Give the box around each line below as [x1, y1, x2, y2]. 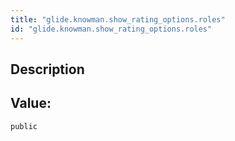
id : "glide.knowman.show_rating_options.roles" [10, 24, 213, 34]
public [10, 121, 38, 131]
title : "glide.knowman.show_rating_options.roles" [10, 14, 226, 25]
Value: [10, 95, 52, 112]
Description [10, 61, 85, 78]
